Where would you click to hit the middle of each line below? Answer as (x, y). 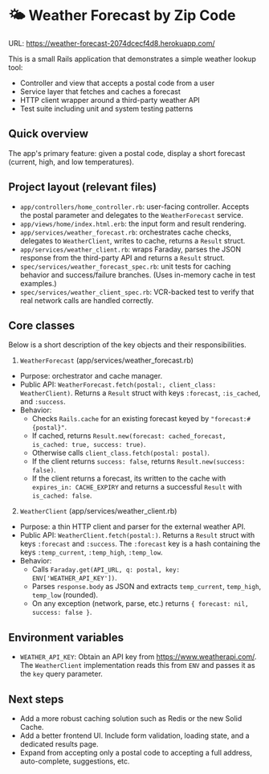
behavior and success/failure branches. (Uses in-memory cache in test (137, 275)
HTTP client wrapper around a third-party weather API (110, 100)
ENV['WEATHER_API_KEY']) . (75, 578)
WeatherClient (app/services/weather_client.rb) (98, 511)
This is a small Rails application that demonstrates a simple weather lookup (132, 59)
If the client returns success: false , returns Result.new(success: (139, 461)
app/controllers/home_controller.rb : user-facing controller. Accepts (134, 207)
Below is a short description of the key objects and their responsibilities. (127, 345)
